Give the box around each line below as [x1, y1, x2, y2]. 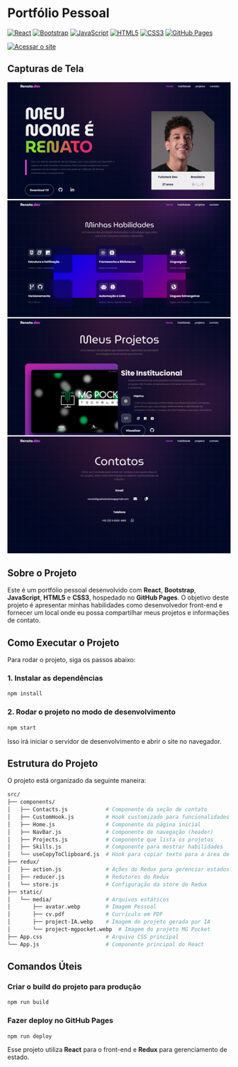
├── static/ [7, 888, 42, 896]
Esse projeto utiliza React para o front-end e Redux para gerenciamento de [7, 1046, 228, 1054]
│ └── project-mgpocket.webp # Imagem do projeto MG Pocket [7, 926, 211, 933]
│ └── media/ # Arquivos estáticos [7, 896, 170, 903]
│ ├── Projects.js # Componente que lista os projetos [7, 836, 214, 843]
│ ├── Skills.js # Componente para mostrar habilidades [7, 843, 223, 850]
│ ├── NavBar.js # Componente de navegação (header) [7, 828, 214, 835]
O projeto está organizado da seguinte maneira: [7, 776, 147, 785]
